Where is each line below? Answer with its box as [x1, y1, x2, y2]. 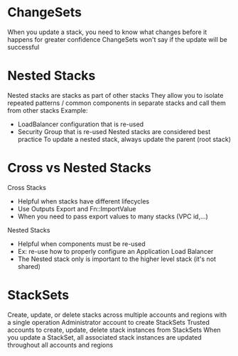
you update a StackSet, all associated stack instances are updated [7, 333, 202, 341]
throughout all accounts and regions [7, 340, 114, 349]
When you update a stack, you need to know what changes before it [7, 28, 207, 36]
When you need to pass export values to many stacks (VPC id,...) [17, 212, 208, 221]
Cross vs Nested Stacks [7, 160, 151, 176]
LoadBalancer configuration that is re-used [17, 120, 144, 128]
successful [7, 43, 40, 51]
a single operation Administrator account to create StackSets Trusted [7, 318, 210, 326]
